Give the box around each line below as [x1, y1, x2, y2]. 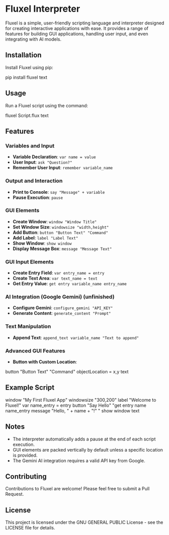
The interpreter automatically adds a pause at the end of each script [12, 436, 156, 442]
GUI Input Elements [5, 258, 54, 265]
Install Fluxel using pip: [5, 64, 53, 70]
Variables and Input [5, 142, 55, 149]
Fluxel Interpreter [5, 3, 80, 15]
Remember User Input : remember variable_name [12, 165, 113, 171]
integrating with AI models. [5, 36, 62, 42]
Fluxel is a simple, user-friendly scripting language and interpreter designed [5, 20, 164, 26]
